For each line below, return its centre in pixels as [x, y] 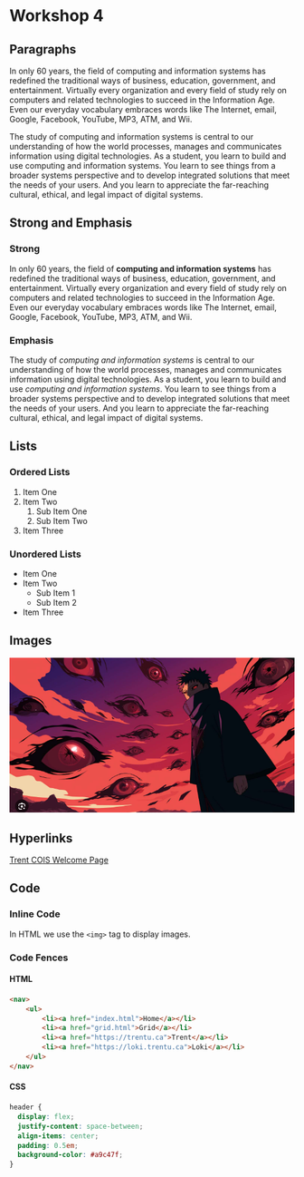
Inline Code [35, 914]
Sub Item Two [62, 520]
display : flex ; [46, 1116]
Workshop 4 [57, 16]
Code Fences [39, 958]
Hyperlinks [41, 838]
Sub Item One [62, 511]
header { [26, 1107]
